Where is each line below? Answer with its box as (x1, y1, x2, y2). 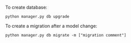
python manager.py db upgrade (5, 14, 70, 19)
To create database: (5, 5, 47, 10)
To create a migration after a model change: (5, 23, 97, 29)
